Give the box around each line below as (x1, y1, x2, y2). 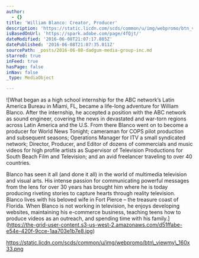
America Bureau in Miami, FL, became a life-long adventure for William (6, 103, 179, 110)
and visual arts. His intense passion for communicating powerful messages (6, 177, 190, 184)
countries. (6, 160, 31, 167)
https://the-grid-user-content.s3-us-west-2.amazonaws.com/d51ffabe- (8, 221, 182, 228)
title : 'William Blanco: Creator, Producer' (6, 20, 118, 26)
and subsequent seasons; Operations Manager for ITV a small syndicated (6, 134, 185, 141)
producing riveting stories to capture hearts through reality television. (6, 190, 176, 197)
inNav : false (6, 69, 38, 75)
